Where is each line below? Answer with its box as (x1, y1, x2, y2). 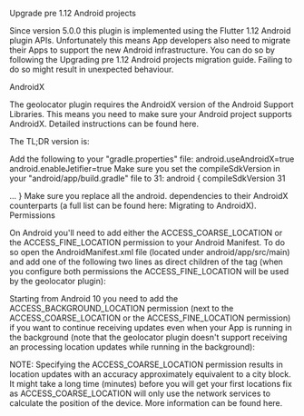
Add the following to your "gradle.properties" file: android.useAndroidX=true (9, 154, 295, 164)
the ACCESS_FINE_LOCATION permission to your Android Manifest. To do (9, 237, 286, 248)
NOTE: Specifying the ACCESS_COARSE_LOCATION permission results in (9, 359, 283, 370)
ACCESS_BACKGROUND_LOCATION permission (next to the (9, 303, 234, 313)
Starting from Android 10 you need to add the (9, 293, 179, 303)
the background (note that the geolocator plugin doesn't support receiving (9, 332, 288, 342)
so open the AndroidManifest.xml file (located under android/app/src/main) (9, 247, 290, 257)
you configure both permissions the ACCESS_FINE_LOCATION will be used (9, 266, 289, 276)
